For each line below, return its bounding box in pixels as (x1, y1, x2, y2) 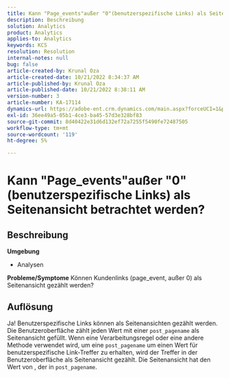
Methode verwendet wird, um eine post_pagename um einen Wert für (7, 340, 199, 349)
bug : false (7, 61, 38, 68)
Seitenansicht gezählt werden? (7, 281, 94, 290)
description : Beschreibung (7, 16, 84, 23)
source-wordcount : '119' (7, 131, 78, 138)
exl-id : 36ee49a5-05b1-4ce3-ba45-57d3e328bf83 (7, 112, 142, 118)
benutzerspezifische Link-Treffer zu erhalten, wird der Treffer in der (7, 348, 198, 356)
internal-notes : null (7, 55, 69, 62)
